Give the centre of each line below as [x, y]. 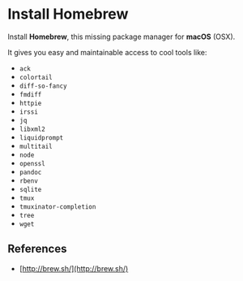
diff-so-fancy [43, 86]
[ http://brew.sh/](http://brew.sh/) [74, 268]
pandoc [30, 172]
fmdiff [30, 94]
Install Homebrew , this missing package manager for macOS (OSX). [122, 37]
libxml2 [32, 129]
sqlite [30, 189]
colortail [36, 77]
